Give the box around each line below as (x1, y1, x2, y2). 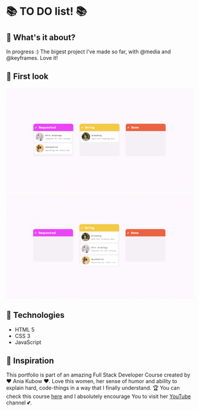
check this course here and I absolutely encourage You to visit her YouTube (6, 393, 191, 400)
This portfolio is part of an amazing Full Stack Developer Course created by (6, 371, 191, 378)
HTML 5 (14, 326, 35, 333)
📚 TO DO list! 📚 (6, 5, 87, 18)
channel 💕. (6, 399, 32, 406)
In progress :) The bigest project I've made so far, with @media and (6, 48, 171, 55)
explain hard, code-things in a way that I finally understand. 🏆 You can (6, 384, 180, 391)
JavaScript (14, 339, 42, 346)
